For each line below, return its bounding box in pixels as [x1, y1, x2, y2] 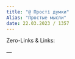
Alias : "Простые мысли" [6, 15, 67, 21]
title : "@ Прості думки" [6, 9, 70, 15]
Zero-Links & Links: [6, 37, 55, 44]
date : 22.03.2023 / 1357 [6, 20, 70, 26]
